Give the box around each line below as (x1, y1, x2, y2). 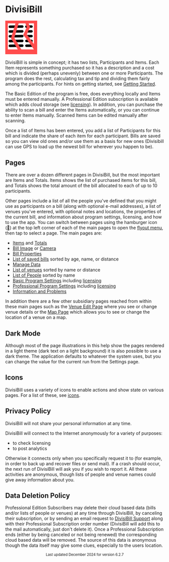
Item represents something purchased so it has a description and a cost (5, 65, 155, 71)
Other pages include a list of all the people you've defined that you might (5, 198, 157, 204)
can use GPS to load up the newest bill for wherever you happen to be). (5, 143, 154, 150)
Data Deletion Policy (5, 491, 70, 500)
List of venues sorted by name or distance (12, 267, 101, 273)
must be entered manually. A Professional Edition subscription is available (5, 96, 158, 102)
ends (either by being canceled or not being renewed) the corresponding (5, 532, 157, 538)
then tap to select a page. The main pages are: (5, 230, 102, 236)
